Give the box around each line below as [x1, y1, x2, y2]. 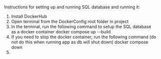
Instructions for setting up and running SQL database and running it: [4, 4, 140, 10]
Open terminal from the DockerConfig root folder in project [11, 19, 129, 24]
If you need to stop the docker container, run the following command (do [11, 34, 157, 40]
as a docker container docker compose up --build [11, 29, 111, 34]
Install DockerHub [11, 14, 48, 19]
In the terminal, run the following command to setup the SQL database [11, 24, 152, 29]
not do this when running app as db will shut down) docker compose [11, 39, 148, 45]
